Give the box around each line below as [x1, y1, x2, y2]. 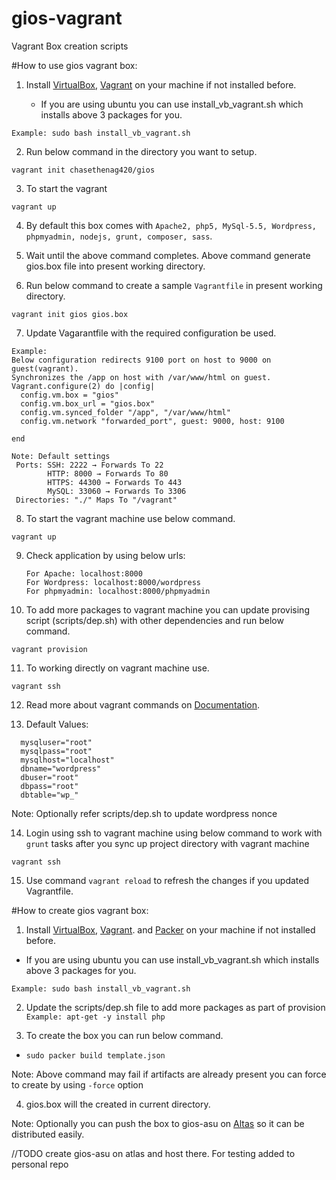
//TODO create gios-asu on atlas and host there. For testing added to [11, 1147, 296, 1159]
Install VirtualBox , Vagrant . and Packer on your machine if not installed [25, 923, 316, 936]
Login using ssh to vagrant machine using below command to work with [25, 827, 323, 839]
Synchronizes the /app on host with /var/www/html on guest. [11, 372, 272, 382]
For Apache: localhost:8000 [25, 568, 143, 579]
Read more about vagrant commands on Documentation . [25, 698, 261, 711]
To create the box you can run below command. [25, 1029, 224, 1041]
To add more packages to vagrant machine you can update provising [25, 603, 310, 616]
